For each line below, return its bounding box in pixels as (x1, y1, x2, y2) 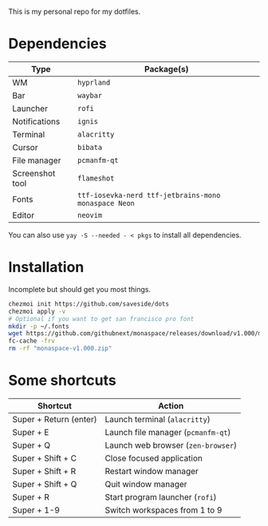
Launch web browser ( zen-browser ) (104, 439, 238, 450)
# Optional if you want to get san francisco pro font (8, 314, 195, 322)
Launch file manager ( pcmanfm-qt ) (104, 426, 231, 437)
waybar (77, 91, 102, 100)
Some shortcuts (8, 371, 117, 390)
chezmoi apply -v (8, 307, 66, 315)
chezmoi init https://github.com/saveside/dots (8, 299, 170, 308)
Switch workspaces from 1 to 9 (104, 504, 223, 516)
